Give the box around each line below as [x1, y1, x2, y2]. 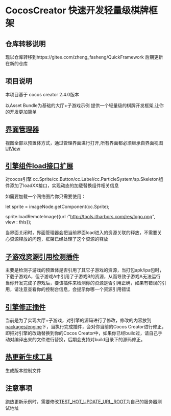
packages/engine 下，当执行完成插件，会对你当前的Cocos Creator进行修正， [5, 324, 167, 330]
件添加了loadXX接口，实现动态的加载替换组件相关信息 [5, 182, 119, 189]
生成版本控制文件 [5, 367, 41, 373]
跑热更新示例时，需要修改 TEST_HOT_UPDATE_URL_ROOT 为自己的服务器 [5, 398, 158, 405]
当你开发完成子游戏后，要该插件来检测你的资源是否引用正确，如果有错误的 [5, 280, 162, 286]
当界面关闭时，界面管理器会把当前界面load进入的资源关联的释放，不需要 [5, 230, 158, 236]
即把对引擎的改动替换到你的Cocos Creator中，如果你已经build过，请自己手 [5, 330, 163, 336]
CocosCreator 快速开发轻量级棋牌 [5, 5, 149, 16]
